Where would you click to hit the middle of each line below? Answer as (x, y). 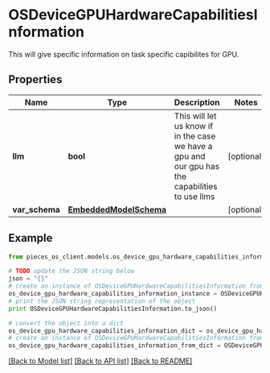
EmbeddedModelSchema (117, 209)
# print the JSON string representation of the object (102, 301)
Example (31, 238)
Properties (35, 79)
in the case (195, 136)
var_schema (36, 209)
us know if (194, 126)
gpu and (190, 156)
